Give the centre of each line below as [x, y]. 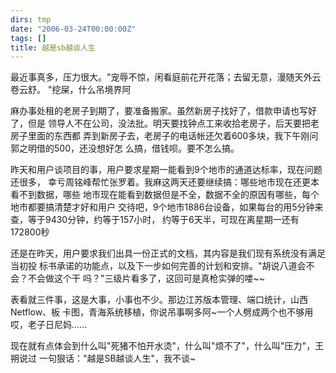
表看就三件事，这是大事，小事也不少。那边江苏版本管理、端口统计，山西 [159, 300]
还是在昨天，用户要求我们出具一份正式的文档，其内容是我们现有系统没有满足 [168, 253]
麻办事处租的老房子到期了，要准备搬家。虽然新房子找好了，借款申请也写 [159, 111]
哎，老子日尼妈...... [49, 325]
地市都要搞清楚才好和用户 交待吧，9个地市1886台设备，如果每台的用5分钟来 [167, 207]
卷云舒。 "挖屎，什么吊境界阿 [71, 90]
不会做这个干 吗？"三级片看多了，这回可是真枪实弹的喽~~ [146, 278]
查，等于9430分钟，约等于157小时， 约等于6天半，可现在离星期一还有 [155, 220]
